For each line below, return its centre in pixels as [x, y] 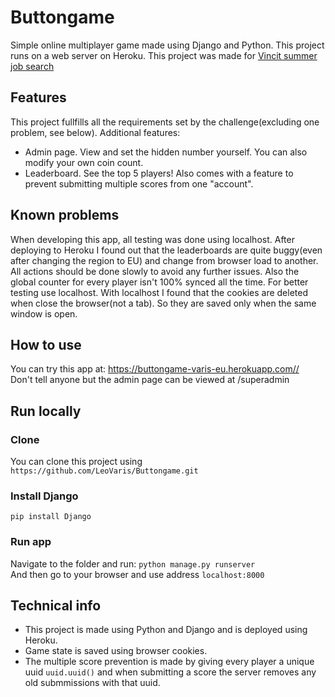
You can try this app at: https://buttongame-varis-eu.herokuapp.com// [155, 369]
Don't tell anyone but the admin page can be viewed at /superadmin [150, 380]
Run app [31, 542]
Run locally [46, 411]
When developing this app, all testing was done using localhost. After [152, 239]
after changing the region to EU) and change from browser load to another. [164, 260]
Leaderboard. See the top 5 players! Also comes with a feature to [159, 173]
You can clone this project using [76, 462]
